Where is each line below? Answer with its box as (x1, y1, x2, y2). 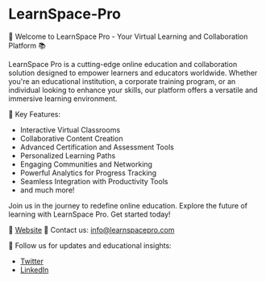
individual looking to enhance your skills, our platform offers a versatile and (8, 85, 258, 95)
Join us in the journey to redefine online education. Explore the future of (8, 200, 248, 210)
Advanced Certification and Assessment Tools (19, 142, 175, 152)
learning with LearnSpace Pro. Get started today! (8, 209, 171, 219)
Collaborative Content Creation (19, 133, 123, 143)
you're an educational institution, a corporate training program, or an (8, 76, 236, 86)
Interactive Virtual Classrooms (19, 124, 121, 134)
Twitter (19, 256, 44, 266)
